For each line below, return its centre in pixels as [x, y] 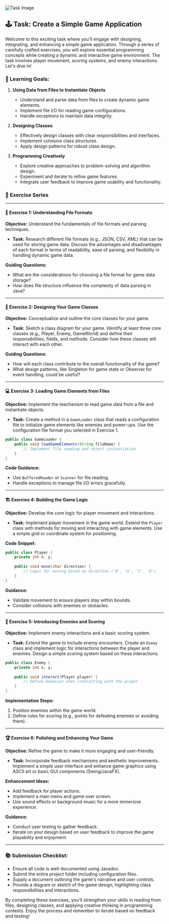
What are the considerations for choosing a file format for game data [83, 274]
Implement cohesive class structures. [59, 141]
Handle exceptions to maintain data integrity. [66, 116]
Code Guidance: [23, 468]
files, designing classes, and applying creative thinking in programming [79, 905]
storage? [22, 280]
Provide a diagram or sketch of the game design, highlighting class [82, 885]
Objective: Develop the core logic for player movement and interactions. [80, 513]
